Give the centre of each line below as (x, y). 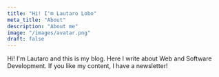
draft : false (26, 39)
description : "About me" (43, 26)
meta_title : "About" (37, 20)
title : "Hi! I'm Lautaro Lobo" (52, 13)
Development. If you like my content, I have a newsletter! (87, 66)
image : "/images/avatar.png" (49, 33)
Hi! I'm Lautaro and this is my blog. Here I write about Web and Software (109, 58)
